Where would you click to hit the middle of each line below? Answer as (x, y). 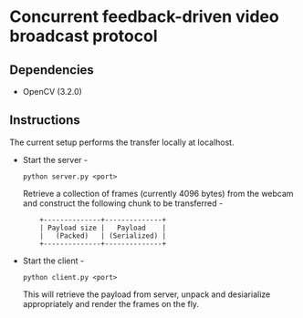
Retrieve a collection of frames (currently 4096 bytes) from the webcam (158, 193)
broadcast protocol (84, 36)
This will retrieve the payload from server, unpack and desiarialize (146, 294)
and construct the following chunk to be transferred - (123, 203)
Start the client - (53, 261)
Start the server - (55, 159)
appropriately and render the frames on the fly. (110, 303)
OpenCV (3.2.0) (52, 92)
